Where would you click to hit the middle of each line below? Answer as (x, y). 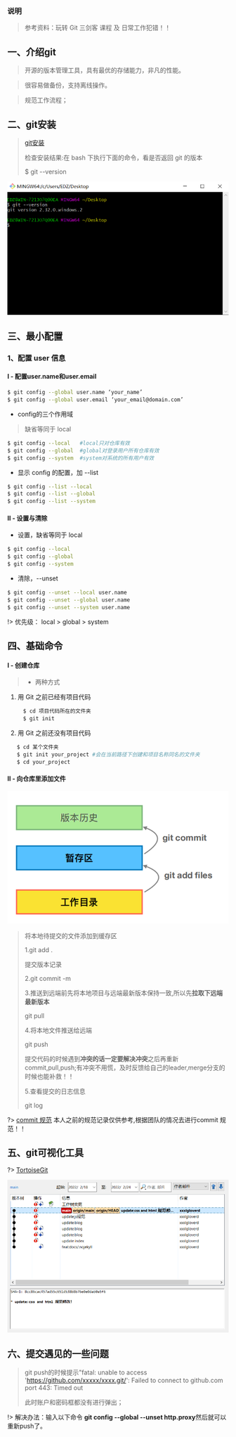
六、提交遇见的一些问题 (58, 1354)
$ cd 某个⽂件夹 (38, 747)
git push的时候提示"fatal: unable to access (86, 1372)
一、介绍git (32, 52)
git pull (34, 1015)
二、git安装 (32, 124)
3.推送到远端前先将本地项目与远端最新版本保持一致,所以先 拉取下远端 (124, 993)
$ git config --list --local (50, 486)
